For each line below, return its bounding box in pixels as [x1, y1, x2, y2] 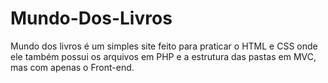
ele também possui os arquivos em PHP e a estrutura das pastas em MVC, [10, 50, 317, 62]
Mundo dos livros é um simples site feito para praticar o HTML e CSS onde [10, 40, 318, 52]
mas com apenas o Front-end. [10, 61, 135, 73]
